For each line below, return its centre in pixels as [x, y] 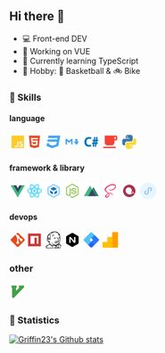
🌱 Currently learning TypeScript [80, 61]
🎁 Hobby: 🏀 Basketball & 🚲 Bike [81, 70]
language [27, 119]
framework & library [47, 168]
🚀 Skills [25, 97]
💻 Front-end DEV [54, 38]
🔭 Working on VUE [56, 51]
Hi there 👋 [37, 16]
